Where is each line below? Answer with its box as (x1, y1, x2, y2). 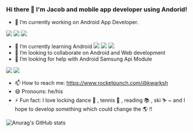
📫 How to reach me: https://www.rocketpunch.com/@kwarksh (14, 80, 168, 87)
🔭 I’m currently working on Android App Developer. (14, 19, 139, 26)
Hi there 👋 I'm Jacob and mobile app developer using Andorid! (6, 5, 188, 14)
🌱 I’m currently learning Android (14, 43, 93, 50)
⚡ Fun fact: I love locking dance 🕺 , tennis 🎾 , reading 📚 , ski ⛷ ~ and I (14, 97, 185, 104)
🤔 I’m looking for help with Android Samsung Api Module (14, 55, 152, 62)
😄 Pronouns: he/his (14, 88, 63, 95)
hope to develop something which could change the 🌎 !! (14, 105, 152, 113)
